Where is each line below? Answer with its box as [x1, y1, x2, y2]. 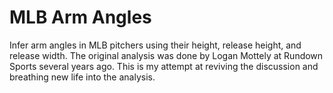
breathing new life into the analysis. [9, 71, 156, 83]
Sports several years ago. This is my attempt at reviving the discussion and [9, 60, 319, 72]
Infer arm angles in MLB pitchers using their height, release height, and [9, 39, 302, 51]
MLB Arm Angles [9, 6, 152, 29]
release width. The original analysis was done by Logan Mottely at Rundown [9, 49, 324, 61]
